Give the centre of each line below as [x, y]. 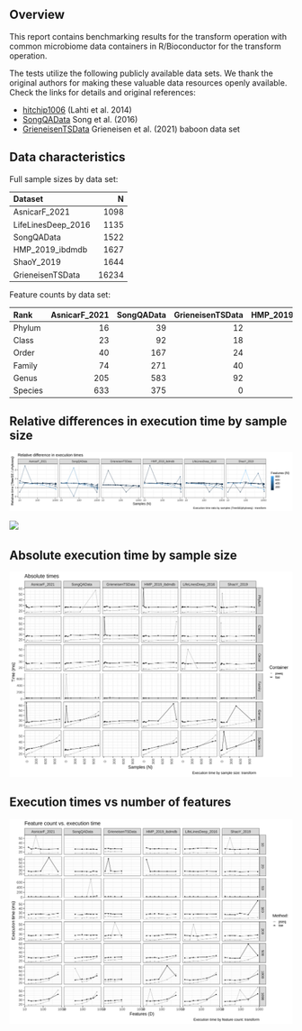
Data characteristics [67, 157]
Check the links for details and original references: [102, 92]
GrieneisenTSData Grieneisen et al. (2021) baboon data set [131, 129]
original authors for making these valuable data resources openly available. [148, 82]
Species [28, 390]
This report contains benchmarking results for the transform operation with [148, 36]
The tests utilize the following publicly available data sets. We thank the [142, 73]
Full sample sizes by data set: [64, 178]
